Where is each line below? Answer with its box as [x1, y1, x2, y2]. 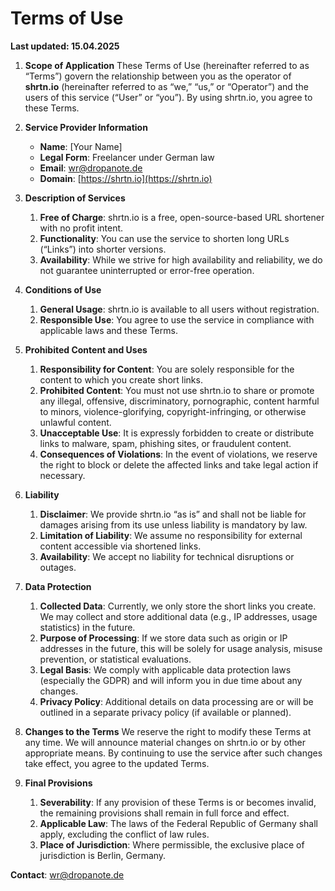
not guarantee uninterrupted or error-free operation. [39, 264, 255, 276]
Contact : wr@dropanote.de [10, 868, 125, 881]
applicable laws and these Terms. [39, 324, 178, 336]
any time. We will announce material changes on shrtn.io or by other [24, 736, 307, 748]
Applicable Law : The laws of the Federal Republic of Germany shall [39, 817, 319, 829]
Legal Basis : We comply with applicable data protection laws [39, 663, 292, 676]
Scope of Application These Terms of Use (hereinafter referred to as [24, 59, 310, 71]
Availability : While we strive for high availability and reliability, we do [39, 253, 323, 266]
